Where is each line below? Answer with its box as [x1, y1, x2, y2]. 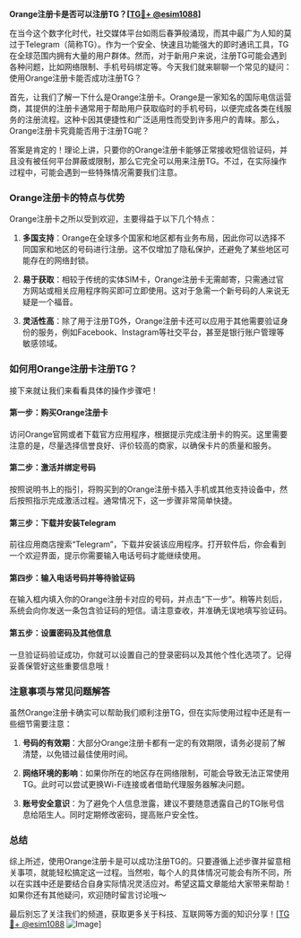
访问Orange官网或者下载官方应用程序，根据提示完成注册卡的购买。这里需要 [9, 428, 288, 439]
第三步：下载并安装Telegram [9, 517, 116, 528]
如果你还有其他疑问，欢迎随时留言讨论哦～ [9, 890, 167, 900]
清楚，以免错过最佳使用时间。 [21, 749, 133, 759]
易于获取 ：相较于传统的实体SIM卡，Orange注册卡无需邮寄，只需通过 [21, 274, 277, 285]
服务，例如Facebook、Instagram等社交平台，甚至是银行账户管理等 [38, 327, 285, 338]
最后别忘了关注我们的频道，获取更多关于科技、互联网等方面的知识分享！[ [9, 908, 279, 919]
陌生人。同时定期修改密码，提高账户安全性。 [38, 809, 203, 820]
